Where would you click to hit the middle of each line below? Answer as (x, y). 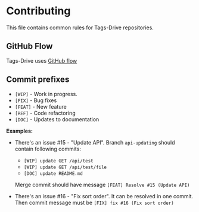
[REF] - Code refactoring (45, 113)
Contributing (38, 11)
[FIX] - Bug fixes (36, 100)
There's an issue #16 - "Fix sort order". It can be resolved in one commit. (104, 196)
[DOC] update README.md (53, 173)
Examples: (19, 131)
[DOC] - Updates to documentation (57, 119)
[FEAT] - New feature (41, 106)
